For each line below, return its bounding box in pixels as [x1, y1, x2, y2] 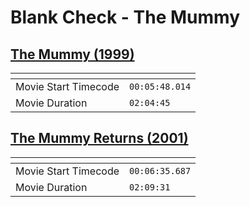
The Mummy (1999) [10, 46, 135, 63]
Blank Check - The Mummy [10, 6, 241, 29]
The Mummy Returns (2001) [10, 130, 189, 147]
